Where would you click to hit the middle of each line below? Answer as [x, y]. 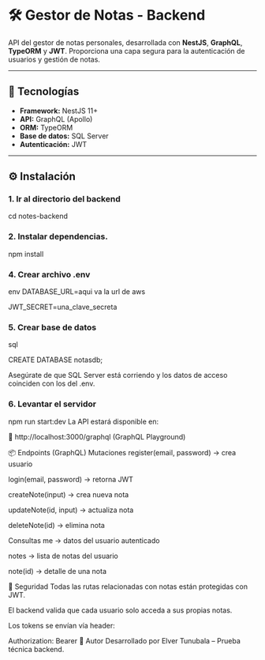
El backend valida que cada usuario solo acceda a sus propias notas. [120, 610]
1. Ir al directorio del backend [64, 199]
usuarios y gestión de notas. [54, 59]
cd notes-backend [38, 216]
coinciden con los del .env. [52, 383]
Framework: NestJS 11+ [59, 111]
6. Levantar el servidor [52, 404]
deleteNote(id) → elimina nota [56, 525]
